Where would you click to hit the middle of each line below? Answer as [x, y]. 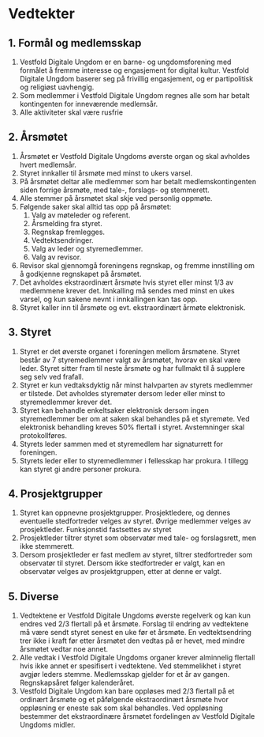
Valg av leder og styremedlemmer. [87, 248]
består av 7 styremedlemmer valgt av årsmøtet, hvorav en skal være [130, 360]
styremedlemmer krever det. [66, 402]
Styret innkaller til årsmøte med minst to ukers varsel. [106, 173]
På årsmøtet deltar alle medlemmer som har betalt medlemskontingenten [138, 181]
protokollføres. [43, 435]
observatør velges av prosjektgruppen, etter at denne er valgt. [121, 572]
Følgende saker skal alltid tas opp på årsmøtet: [95, 206]
